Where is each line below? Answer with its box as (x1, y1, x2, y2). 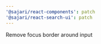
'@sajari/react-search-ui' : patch (5, 14, 93, 20)
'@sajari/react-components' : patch (5, 8, 96, 15)
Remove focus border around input (5, 31, 93, 38)
